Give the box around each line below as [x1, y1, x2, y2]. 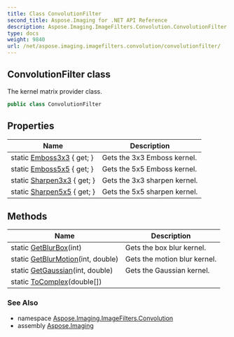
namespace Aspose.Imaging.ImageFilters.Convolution [17, 314, 174, 322]
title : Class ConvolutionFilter [7, 10, 102, 17]
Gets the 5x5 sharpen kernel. [102, 187, 198, 196]
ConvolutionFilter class [7, 69, 111, 80]
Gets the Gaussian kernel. [125, 266, 210, 275]
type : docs [7, 29, 39, 37]
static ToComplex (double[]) [11, 277, 102, 287]
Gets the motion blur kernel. [125, 254, 217, 264]
